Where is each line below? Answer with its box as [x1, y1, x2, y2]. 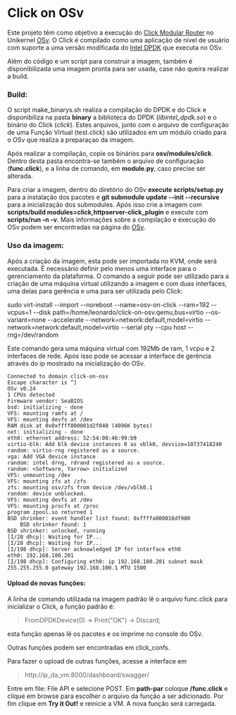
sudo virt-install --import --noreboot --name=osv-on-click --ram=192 [7, 300, 210, 308]
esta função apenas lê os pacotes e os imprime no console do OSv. [7, 630, 203, 638]
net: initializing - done [7, 428, 83, 435]
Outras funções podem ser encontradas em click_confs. [7, 643, 170, 651]
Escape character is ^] [7, 379, 77, 386]
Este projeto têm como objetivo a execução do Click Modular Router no [7, 28, 214, 37]
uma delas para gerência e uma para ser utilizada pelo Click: [7, 287, 183, 295]
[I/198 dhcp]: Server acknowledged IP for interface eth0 [7, 546, 181, 553]
